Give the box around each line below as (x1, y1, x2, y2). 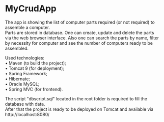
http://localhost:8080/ (5, 111, 50, 117)
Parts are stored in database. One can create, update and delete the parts (5, 30, 154, 35)
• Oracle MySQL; (5, 81, 40, 87)
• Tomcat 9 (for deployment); (5, 65, 65, 71)
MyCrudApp (5, 3, 56, 14)
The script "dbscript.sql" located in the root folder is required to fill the (5, 95, 147, 101)
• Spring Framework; (5, 70, 48, 76)
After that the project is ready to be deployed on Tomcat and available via (5, 106, 154, 112)
